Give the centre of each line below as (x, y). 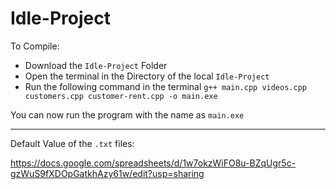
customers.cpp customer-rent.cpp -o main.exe (121, 96)
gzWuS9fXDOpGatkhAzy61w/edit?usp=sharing (107, 173)
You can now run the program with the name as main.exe (127, 114)
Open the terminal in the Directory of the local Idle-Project (147, 76)
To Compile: (35, 46)
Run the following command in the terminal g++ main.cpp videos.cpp (165, 86)
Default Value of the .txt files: (72, 143)
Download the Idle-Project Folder (96, 65)
